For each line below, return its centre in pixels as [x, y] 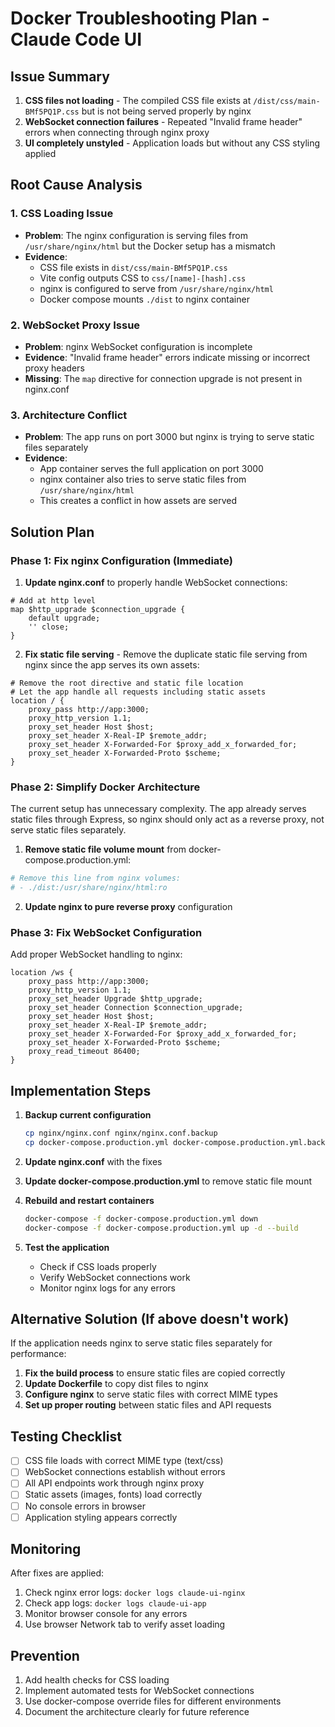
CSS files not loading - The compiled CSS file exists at [138, 100]
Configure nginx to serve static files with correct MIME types [151, 1394]
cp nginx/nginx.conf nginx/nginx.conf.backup [121, 1133]
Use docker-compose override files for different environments [153, 1701]
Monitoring [46, 1549]
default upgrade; [64, 618]
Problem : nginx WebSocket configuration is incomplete [138, 346]
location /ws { [42, 973]
